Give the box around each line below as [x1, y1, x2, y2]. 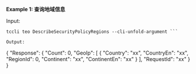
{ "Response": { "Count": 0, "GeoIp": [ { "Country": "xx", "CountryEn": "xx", [6, 49, 189, 56]
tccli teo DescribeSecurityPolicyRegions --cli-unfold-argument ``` [6, 29, 178, 35]
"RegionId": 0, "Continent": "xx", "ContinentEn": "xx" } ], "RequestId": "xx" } [6, 56, 191, 62]
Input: [6, 18, 21, 24]
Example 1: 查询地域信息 [6, 6, 66, 12]
